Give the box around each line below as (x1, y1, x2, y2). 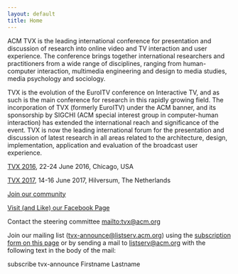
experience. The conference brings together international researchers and (7, 51, 225, 60)
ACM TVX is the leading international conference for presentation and (7, 36, 212, 45)
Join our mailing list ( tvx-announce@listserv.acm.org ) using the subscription (7, 231, 231, 239)
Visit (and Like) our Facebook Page (7, 203, 110, 212)
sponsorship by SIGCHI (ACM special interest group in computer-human (7, 111, 219, 119)
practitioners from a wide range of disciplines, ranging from (7, 59, 182, 67)
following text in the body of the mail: (7, 246, 116, 254)
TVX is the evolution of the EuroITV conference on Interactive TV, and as (7, 88, 220, 97)
